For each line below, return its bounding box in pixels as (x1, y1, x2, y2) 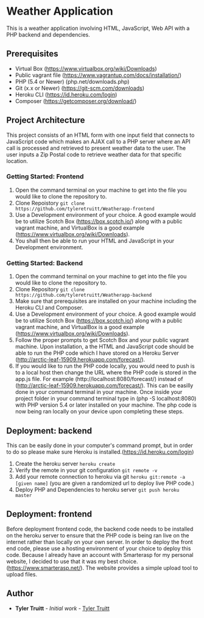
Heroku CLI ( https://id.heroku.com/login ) (15, 90, 118, 98)
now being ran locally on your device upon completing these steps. (15, 408, 184, 415)
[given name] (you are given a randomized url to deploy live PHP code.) (15, 479, 195, 487)
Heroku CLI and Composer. (15, 304, 84, 311)
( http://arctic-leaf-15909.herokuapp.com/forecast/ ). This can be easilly (15, 382, 194, 389)
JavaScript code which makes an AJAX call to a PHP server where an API (6, 137, 191, 145)
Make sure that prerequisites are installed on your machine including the (15, 297, 197, 305)
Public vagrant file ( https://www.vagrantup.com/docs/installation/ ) (15, 71, 181, 79)
